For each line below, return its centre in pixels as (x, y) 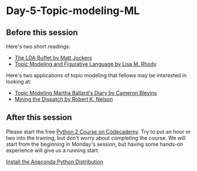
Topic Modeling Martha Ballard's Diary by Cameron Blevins (86, 93)
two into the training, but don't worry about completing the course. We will (96, 138)
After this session (39, 117)
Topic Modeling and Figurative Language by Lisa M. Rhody (86, 64)
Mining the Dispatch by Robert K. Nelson (64, 99)
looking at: (19, 81)
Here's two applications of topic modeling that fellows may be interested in (96, 75)
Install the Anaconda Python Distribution (55, 162)
